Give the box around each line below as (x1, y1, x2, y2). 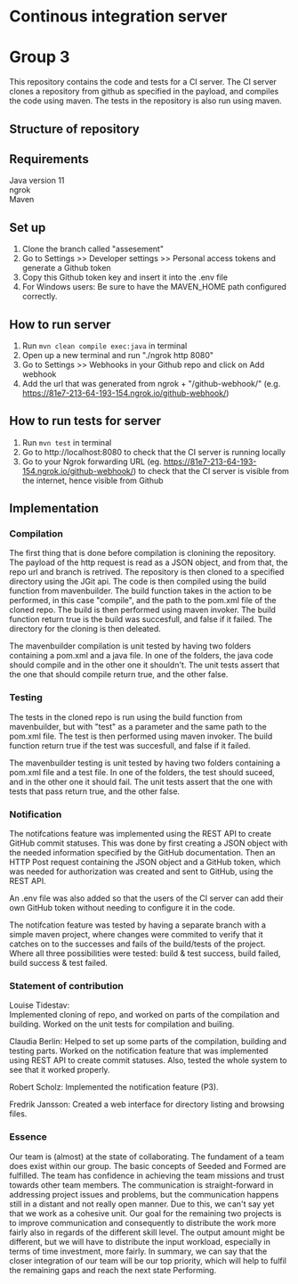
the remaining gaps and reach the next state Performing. (9, 1264, 217, 1275)
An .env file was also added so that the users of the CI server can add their (9, 893, 284, 904)
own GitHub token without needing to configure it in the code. (9, 903, 236, 913)
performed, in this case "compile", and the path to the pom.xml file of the (9, 595, 277, 606)
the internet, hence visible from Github (21, 475, 164, 486)
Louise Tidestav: (9, 1000, 70, 1010)
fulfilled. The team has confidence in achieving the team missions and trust (9, 1170, 285, 1181)
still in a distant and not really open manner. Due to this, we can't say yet (9, 1198, 275, 1209)
